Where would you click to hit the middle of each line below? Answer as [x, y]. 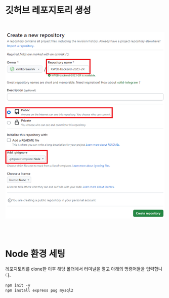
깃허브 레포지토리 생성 [48, 10]
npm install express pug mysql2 [39, 291]
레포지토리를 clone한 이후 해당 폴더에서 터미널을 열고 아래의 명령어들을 [75, 269]
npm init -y [18, 286]
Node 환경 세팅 [35, 254]
